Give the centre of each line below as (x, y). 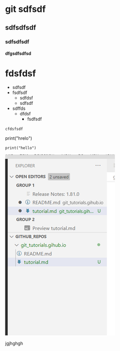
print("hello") (21, 148)
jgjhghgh (14, 344)
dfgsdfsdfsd (18, 54)
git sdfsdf (26, 9)
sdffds (19, 108)
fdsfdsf (21, 74)
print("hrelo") (19, 138)
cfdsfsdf (14, 129)
